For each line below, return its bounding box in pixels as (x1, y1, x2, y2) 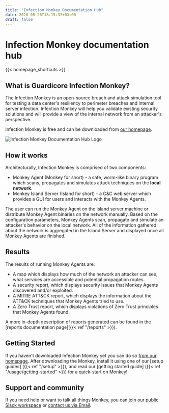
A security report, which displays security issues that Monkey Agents (12, 282, 158, 288)
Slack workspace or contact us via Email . (5, 402, 92, 408)
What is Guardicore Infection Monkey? (5, 81, 130, 90)
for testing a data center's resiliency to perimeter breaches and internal (5, 100, 155, 106)
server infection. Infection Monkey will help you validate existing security (5, 105, 158, 112)
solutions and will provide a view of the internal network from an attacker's (5, 111, 162, 117)
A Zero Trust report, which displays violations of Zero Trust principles (12, 304, 159, 310)
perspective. (5, 117, 32, 123)
